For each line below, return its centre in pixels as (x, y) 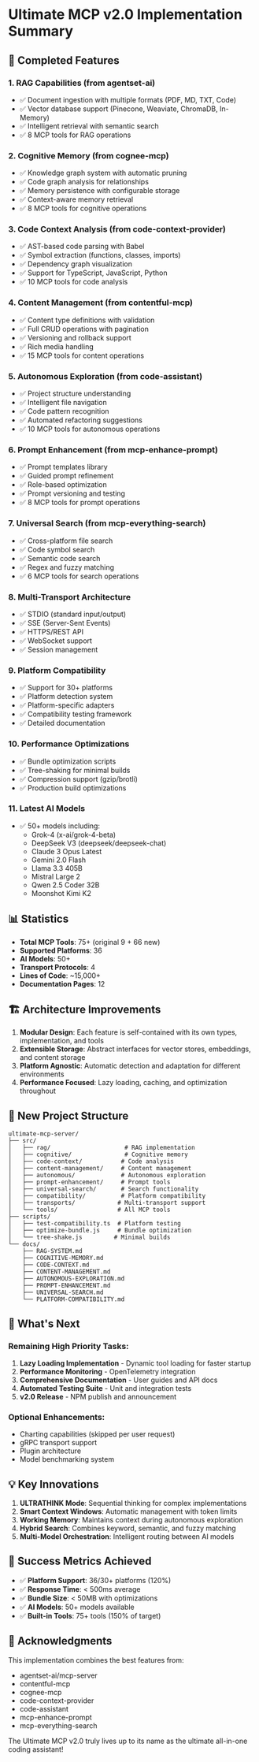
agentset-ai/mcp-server (59, 1675)
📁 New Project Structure (68, 1115)
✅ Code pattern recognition (64, 411)
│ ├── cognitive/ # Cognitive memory (98, 1155)
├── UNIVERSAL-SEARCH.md (63, 1293)
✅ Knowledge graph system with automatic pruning (103, 173)
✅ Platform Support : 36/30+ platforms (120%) (95, 1580)
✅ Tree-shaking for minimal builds (75, 770)
